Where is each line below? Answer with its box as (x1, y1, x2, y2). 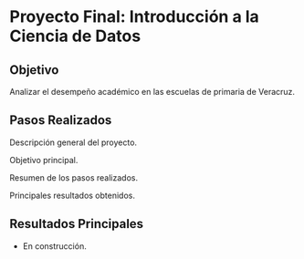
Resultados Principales (9, 216, 144, 232)
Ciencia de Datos (9, 26, 142, 47)
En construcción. (22, 240, 87, 252)
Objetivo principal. (9, 154, 79, 165)
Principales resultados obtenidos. (9, 190, 135, 201)
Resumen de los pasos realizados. (9, 171, 139, 183)
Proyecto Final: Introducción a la (9, 6, 260, 27)
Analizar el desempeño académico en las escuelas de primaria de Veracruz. (9, 87, 295, 97)
